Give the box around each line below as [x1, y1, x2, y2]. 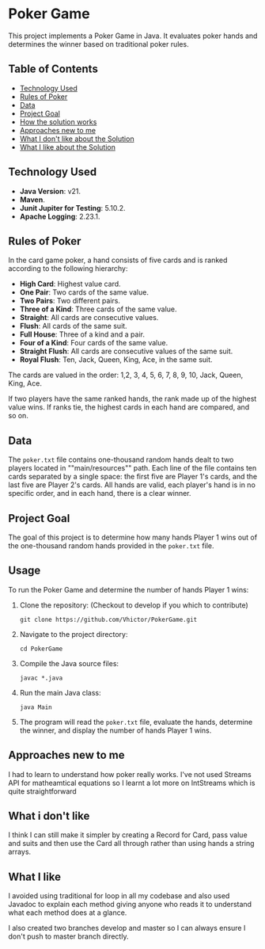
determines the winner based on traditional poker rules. [8, 39, 189, 48]
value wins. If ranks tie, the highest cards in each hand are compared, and [8, 402, 250, 412]
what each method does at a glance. [8, 908, 127, 917]
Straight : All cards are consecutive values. [19, 313, 159, 322]
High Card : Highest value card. [19, 279, 121, 289]
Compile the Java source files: [19, 658, 119, 668]
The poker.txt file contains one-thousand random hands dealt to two [8, 455, 234, 464]
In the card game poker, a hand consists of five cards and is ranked [8, 255, 228, 265]
